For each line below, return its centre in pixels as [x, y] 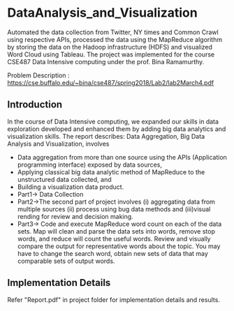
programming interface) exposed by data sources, [90, 165]
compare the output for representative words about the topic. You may [119, 246]
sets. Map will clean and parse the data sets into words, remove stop [116, 231]
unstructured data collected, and [64, 179]
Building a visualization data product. [71, 187]
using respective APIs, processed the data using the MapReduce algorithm [115, 39]
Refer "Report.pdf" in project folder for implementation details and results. [114, 299]
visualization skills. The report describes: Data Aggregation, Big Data [106, 136]
